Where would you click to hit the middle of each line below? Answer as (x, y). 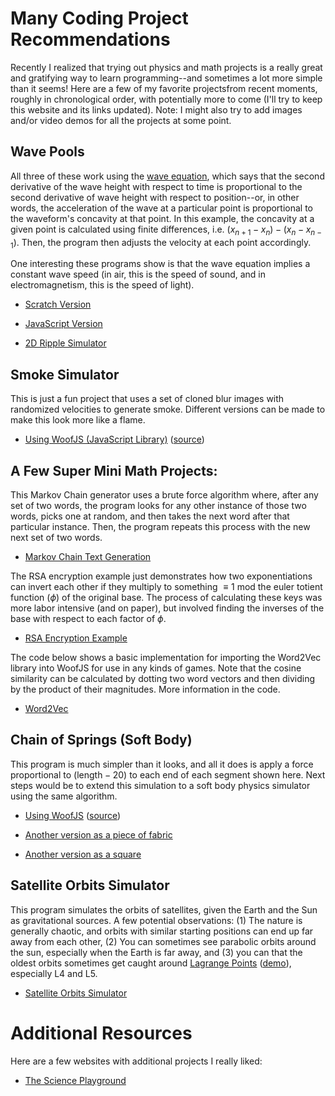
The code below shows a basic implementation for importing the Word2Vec (166, 657)
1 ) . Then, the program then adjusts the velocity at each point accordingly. (161, 243)
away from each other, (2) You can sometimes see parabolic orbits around (163, 941)
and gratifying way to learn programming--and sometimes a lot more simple (166, 78)
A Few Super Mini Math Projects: (114, 470)
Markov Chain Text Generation (88, 556)
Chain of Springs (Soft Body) (101, 740)
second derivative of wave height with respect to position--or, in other (155, 197)
